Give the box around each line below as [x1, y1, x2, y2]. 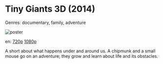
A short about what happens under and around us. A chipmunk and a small [5, 48, 156, 54]
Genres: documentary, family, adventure [5, 20, 86, 25]
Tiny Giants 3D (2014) [5, 3, 95, 15]
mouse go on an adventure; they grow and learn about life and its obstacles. [5, 53, 159, 59]
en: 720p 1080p [5, 38, 37, 44]
